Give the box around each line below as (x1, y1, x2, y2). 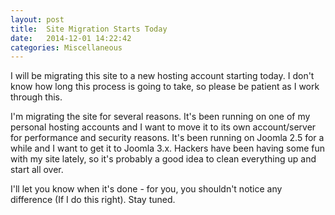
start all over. (10, 164, 64, 176)
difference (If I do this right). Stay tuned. (10, 194, 176, 206)
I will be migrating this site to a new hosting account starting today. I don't (10, 70, 315, 82)
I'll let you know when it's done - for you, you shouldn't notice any (10, 183, 283, 195)
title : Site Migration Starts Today (10, 24, 168, 34)
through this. (10, 91, 63, 103)
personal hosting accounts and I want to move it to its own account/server (10, 121, 317, 133)
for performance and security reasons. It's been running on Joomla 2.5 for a (10, 132, 325, 144)
